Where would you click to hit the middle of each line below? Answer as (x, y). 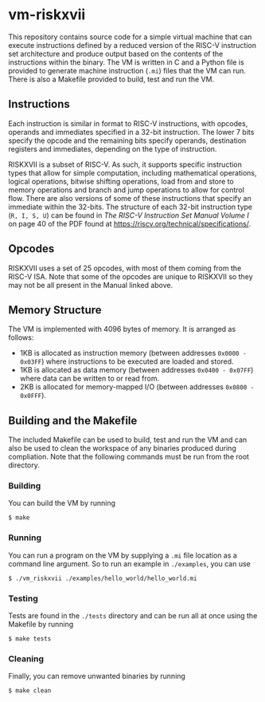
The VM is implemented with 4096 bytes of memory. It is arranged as (122, 329)
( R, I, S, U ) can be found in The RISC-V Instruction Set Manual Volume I (129, 215)
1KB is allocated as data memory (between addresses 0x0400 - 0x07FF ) (136, 370)
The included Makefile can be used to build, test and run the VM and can (128, 440)
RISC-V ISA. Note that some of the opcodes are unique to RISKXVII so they (131, 276)
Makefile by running (41, 625)
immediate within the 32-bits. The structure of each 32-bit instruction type (131, 207)
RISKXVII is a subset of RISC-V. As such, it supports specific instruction (125, 164)
